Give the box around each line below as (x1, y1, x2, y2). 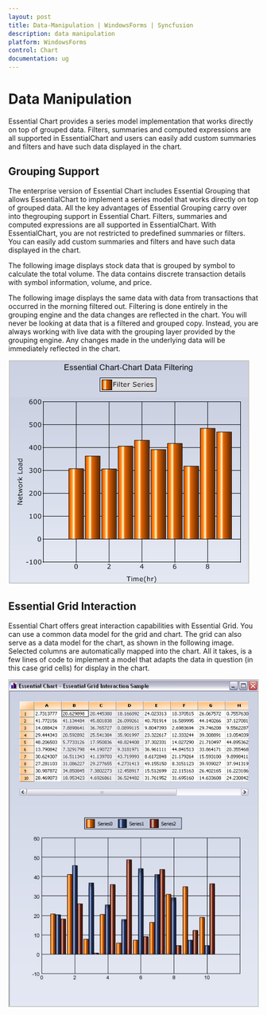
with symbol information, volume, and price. (8, 277, 153, 287)
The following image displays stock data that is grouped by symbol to (8, 260, 236, 270)
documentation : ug (8, 55, 69, 63)
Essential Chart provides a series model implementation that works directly (8, 116, 253, 126)
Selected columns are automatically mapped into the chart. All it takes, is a (8, 646, 253, 656)
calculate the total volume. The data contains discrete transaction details (8, 269, 246, 279)
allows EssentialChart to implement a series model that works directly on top (8, 194, 259, 204)
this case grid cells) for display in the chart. (8, 663, 150, 673)
